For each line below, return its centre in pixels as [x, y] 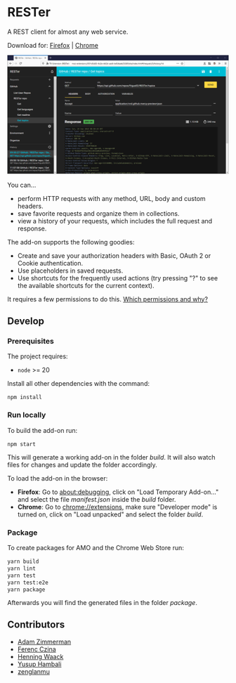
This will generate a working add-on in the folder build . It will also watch [111, 457]
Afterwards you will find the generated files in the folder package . [103, 602]
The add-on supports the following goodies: [71, 242]
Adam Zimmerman [44, 642]
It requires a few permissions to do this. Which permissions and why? [108, 299]
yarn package [26, 590]
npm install [25, 398]
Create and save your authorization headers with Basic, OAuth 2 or [114, 255]
